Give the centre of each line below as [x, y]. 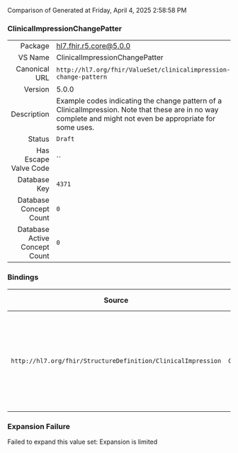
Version [36, 89]
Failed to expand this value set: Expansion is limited [83, 442]
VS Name [34, 57]
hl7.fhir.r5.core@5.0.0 [93, 46]
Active [39, 238]
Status [39, 139]
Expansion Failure [39, 426]
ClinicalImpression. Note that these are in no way [137, 110]
